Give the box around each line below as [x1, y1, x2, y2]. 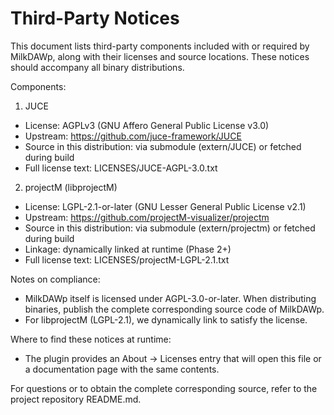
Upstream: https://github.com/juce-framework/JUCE [24, 130, 242, 142]
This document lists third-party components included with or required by [10, 40, 310, 52]
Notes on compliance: [10, 273, 101, 285]
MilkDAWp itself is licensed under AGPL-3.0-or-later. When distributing [24, 292, 317, 304]
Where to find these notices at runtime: [10, 333, 172, 345]
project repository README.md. [10, 393, 142, 405]
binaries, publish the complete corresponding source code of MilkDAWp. [24, 303, 325, 315]
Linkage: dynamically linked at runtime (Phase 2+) [24, 243, 232, 255]
